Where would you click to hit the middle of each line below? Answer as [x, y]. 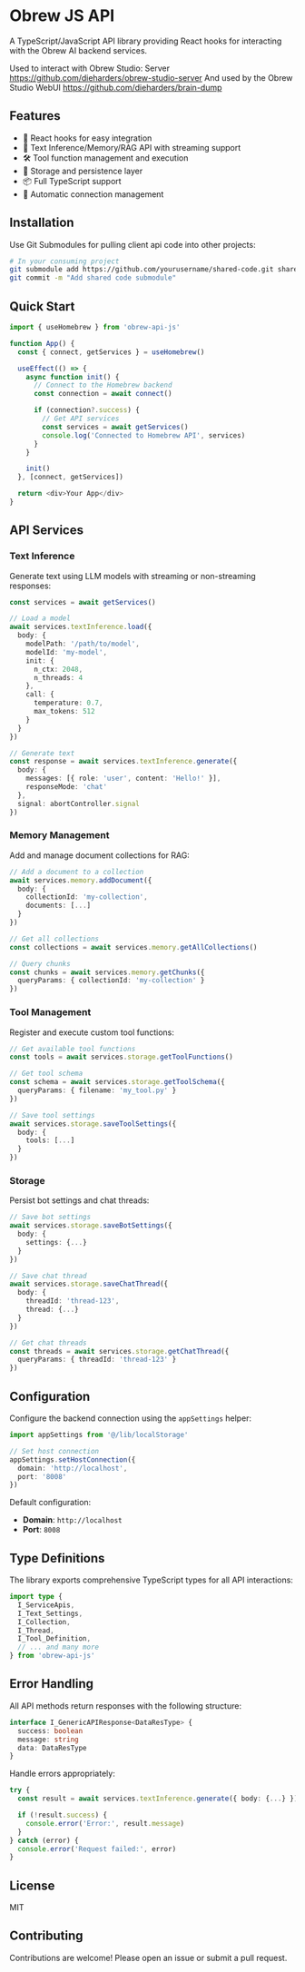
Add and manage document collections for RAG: [100, 855]
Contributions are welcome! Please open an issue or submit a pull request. [148, 1957]
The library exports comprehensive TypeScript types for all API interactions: [151, 1580]
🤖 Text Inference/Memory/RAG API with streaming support [132, 147]
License [32, 1885]
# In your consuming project [64, 261]
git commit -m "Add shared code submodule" [93, 278]
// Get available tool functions [73, 1049]
